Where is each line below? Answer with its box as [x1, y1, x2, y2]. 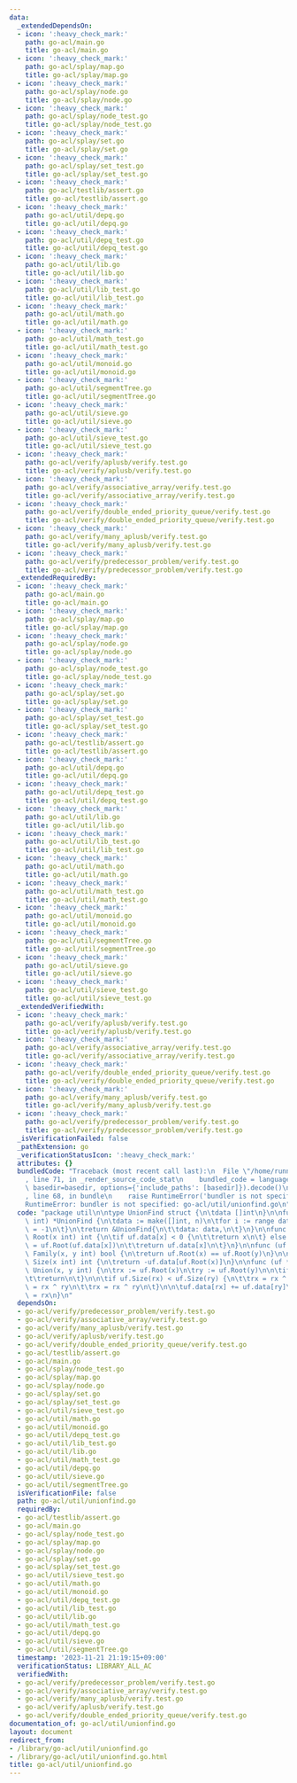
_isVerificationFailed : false [17, 1134, 128, 1143]
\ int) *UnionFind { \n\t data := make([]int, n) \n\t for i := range [25, 1216, 275, 1225]
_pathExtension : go [17, 1142, 89, 1151]
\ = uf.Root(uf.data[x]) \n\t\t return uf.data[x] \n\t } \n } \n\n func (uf [25, 1241, 287, 1250]
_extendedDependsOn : [17, 21, 93, 30]
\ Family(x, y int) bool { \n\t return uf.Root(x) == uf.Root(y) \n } [25, 1249, 275, 1259]
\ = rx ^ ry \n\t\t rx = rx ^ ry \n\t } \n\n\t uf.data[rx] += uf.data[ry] [25, 1282, 287, 1291]
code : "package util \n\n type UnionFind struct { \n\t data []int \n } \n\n [17, 1208, 283, 1217]
